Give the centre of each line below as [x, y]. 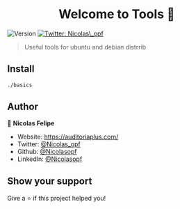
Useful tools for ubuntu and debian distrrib [85, 47]
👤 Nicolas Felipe [31, 123]
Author [23, 107]
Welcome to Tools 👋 [117, 14]
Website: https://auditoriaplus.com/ [68, 137]
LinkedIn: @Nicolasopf [50, 159]
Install [21, 69]
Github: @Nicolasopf [47, 152]
